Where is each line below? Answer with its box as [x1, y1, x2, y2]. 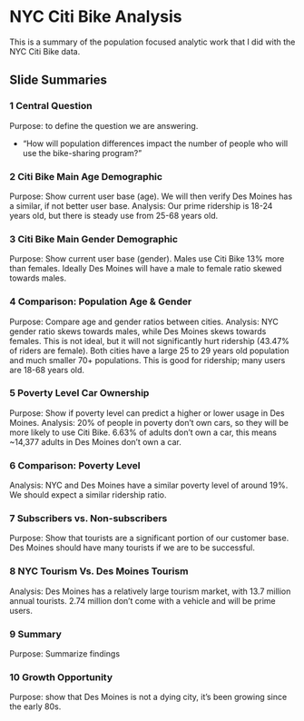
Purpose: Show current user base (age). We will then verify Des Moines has [9, 191, 293, 202]
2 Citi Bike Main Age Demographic [9, 170, 163, 183]
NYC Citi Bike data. [9, 45, 81, 56]
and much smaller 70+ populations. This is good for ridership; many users [9, 354, 286, 365]
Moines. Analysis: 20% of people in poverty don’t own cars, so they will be [9, 417, 289, 428]
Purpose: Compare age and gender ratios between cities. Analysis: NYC [9, 316, 279, 327]
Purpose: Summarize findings [9, 648, 121, 659]
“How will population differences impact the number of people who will [22, 138, 289, 149]
